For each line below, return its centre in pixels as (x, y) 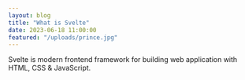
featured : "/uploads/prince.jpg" (63, 37)
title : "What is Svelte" (49, 23)
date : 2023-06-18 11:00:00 (52, 30)
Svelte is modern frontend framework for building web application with (123, 60)
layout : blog (30, 15)
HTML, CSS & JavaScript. (50, 68)
